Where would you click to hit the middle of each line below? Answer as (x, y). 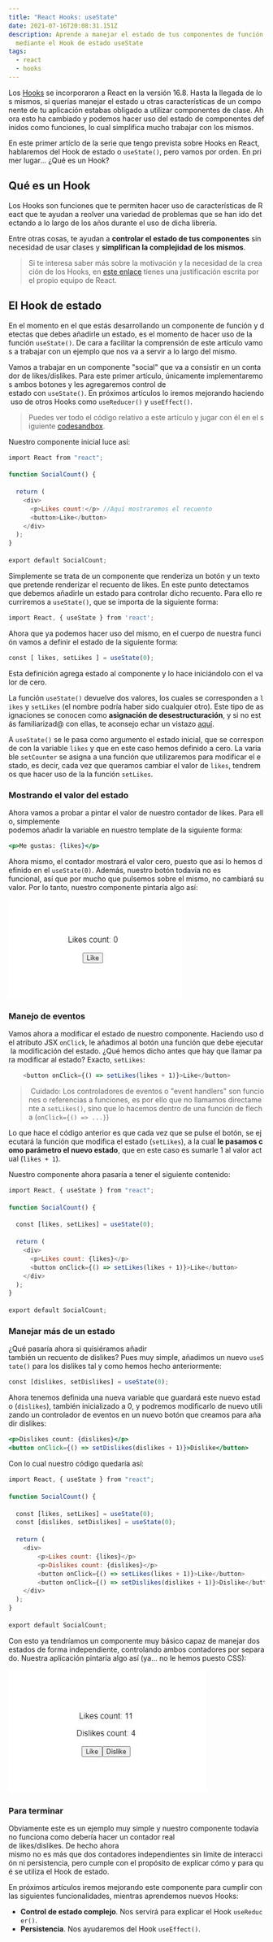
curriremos (27, 602)
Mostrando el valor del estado (69, 795)
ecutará (22, 1141)
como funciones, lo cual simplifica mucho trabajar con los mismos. (142, 127)
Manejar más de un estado (62, 1332)
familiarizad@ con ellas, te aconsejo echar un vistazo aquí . (117, 723)
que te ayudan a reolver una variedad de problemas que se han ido (137, 214)
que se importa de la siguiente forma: (156, 602)
